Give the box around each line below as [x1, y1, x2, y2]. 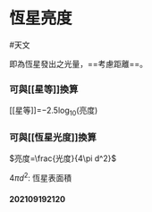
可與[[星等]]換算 [9, 82, 79, 95]
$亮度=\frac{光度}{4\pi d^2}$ [9, 153, 117, 164]
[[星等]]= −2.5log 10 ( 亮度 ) [9, 105, 98, 118]
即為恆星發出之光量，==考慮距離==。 [9, 58, 148, 69]
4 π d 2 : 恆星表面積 [9, 171, 72, 183]
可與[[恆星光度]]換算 [9, 131, 97, 143]
